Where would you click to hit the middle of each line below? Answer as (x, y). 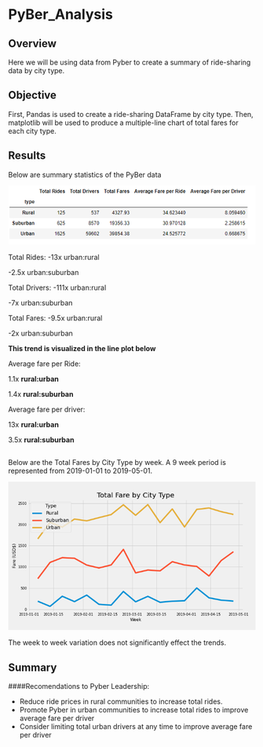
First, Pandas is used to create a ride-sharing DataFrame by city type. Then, (131, 114)
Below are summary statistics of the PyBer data (85, 174)
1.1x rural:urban (33, 379)
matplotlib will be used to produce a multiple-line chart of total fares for (123, 123)
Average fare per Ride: (44, 364)
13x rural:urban (33, 424)
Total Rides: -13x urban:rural (54, 257)
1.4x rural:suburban (41, 394)
